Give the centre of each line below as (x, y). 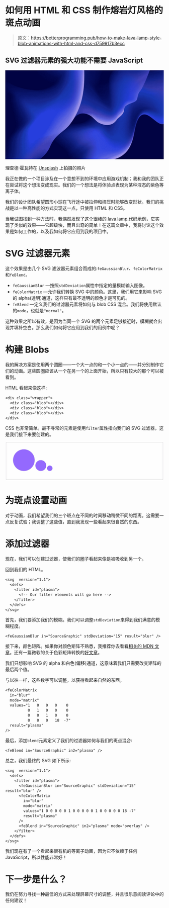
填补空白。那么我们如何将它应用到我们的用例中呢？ (67, 328)
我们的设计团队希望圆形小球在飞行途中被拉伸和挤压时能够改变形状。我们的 (82, 202)
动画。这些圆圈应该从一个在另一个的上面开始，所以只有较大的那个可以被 (89, 371)
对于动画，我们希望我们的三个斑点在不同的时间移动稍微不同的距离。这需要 (82, 515)
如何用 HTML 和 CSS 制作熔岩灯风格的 (84, 10)
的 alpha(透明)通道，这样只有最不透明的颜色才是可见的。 (71, 298)
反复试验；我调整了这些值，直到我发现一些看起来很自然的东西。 (75, 521)
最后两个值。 (18, 669)
